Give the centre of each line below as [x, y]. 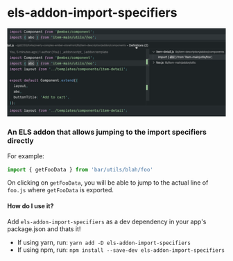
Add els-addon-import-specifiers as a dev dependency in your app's [107, 221]
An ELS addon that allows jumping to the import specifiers [107, 132]
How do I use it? [31, 205]
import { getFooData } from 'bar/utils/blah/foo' [80, 169]
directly [20, 141]
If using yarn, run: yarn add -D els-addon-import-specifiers [104, 242]
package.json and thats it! [44, 229]
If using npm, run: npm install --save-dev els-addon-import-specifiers [121, 250]
